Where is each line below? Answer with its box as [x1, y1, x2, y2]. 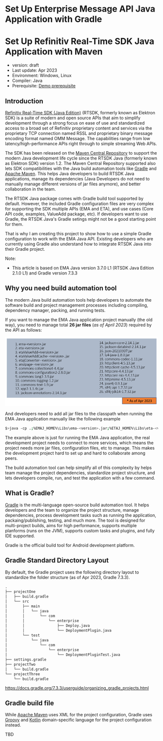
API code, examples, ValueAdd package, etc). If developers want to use [5, 211, 148, 217]
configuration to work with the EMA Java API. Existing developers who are [5, 236, 154, 242]
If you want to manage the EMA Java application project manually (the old [5, 317, 153, 322]
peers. [5, 455, 18, 461]
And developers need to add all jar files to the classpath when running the [5, 411, 153, 417]
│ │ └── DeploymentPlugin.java [5, 628, 112, 633]
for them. [5, 221, 23, 227]
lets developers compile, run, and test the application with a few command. [5, 475, 155, 481]
